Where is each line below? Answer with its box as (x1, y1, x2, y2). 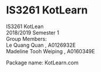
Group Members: (6, 35, 47, 42)
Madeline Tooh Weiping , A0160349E (6, 47, 95, 54)
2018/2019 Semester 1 (6, 29, 60, 36)
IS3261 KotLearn (6, 4, 88, 17)
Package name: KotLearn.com (6, 59, 79, 66)
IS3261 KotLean (6, 23, 44, 30)
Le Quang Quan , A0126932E (6, 42, 76, 49)
